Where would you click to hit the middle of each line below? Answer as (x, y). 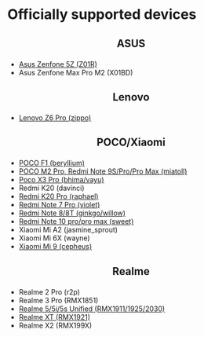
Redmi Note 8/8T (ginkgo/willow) (72, 213)
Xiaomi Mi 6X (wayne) (55, 238)
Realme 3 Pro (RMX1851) (58, 300)
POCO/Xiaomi (131, 143)
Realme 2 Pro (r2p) (49, 291)
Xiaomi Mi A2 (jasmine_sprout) (68, 230)
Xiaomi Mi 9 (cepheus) (55, 247)
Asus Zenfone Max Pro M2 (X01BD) (76, 72)
